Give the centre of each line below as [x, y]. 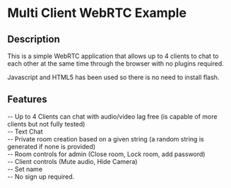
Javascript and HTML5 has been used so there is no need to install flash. [113, 77]
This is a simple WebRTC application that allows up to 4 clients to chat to [113, 56]
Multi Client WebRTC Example [97, 13]
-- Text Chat [25, 131]
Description [34, 39]
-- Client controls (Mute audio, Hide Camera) [72, 161]
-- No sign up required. [41, 176]
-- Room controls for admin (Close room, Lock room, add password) [106, 154]
